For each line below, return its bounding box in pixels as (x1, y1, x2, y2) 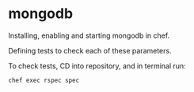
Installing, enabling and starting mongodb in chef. (8, 31, 170, 40)
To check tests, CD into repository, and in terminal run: (8, 61, 186, 71)
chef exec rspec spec (8, 76, 80, 84)
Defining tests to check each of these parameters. (8, 46, 172, 55)
